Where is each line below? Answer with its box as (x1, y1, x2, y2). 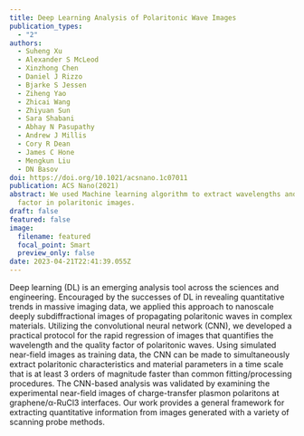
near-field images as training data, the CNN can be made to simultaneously (9, 349, 290, 360)
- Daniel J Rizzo (17, 72, 83, 81)
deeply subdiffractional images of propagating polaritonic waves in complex (9, 311, 292, 321)
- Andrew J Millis (17, 131, 88, 140)
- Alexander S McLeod (17, 55, 100, 64)
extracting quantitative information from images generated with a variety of (9, 407, 290, 417)
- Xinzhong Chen (17, 64, 79, 73)
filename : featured (17, 232, 91, 241)
